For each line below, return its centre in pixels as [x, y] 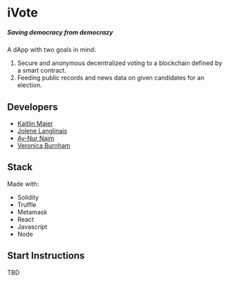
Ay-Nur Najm [36, 138]
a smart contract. [42, 70]
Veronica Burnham [44, 145]
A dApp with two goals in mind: [52, 50]
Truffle [27, 205]
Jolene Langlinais [42, 131]
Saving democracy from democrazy [60, 32]
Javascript [32, 227]
